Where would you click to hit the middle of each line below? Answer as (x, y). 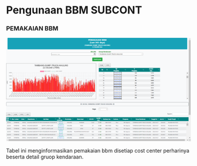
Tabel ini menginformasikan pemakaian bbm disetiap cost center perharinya (98, 151)
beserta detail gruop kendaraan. (45, 157)
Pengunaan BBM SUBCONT (74, 10)
